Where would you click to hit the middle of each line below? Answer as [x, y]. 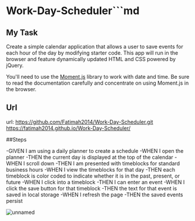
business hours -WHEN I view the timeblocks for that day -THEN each [90, 169]
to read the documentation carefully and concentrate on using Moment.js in [97, 83]
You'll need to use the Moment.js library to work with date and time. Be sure [98, 77]
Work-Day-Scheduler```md [73, 11]
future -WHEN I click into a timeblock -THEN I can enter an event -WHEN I [95, 182]
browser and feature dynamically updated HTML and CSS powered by [91, 59]
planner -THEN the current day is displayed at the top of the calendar [90, 157]
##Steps [16, 139]
